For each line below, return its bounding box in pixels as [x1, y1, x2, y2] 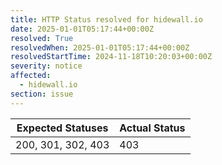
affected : [10, 71, 52, 81]
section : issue [10, 89, 74, 99]
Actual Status [119, 121, 186, 135]
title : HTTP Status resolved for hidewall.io [10, 14, 203, 25]
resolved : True [10, 33, 74, 43]
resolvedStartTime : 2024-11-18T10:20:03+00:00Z [10, 52, 213, 62]
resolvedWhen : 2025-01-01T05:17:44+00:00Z [10, 42, 190, 53]
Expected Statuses [16, 121, 109, 135]
